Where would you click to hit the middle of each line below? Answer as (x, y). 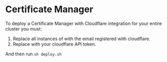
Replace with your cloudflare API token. (54, 44)
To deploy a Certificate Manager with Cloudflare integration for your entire (84, 23)
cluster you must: (24, 28)
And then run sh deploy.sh (34, 54)
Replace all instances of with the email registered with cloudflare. (81, 39)
